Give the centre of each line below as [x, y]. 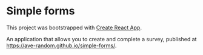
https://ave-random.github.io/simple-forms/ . [62, 45]
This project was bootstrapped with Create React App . [74, 27]
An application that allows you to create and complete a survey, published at [101, 39]
